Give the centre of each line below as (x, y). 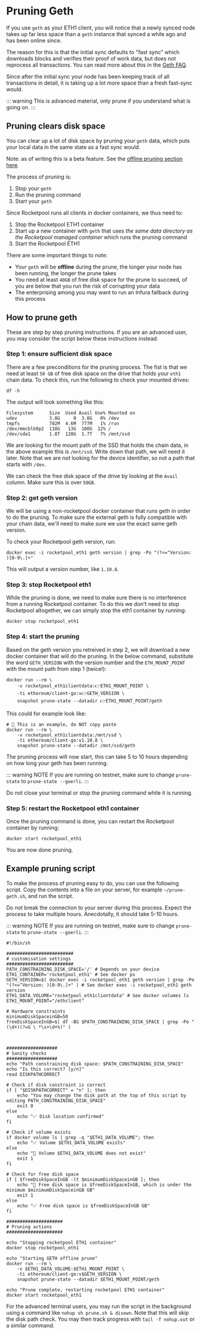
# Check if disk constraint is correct (56, 1085)
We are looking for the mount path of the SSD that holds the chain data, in (97, 445)
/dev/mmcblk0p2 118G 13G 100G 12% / (59, 429)
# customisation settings (38, 959)
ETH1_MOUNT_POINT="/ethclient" (45, 1001)
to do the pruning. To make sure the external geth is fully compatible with (97, 517)
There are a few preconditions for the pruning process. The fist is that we (97, 367)
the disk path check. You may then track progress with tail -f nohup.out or (100, 1319)
